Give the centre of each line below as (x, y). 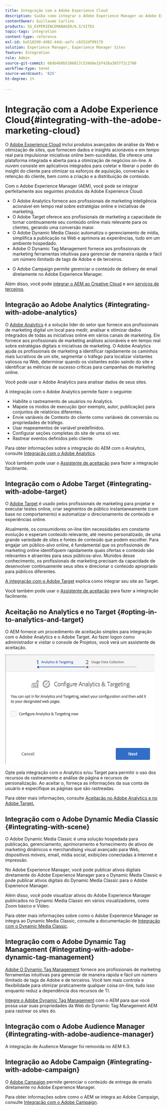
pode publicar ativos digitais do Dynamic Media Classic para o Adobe (76, 881)
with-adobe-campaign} (42, 1070)
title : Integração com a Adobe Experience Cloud (56, 10)
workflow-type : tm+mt (28, 68)
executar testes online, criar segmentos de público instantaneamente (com (82, 509)
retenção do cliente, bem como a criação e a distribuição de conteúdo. (78, 176)
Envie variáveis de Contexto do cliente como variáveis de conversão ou (85, 417)
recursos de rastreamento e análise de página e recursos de (67, 778)
